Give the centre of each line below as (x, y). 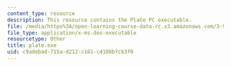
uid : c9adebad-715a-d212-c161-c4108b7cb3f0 (70, 52)
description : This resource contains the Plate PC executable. (100, 20)
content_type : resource (41, 13)
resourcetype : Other (37, 39)
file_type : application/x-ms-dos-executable (72, 33)
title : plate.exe (32, 45)
